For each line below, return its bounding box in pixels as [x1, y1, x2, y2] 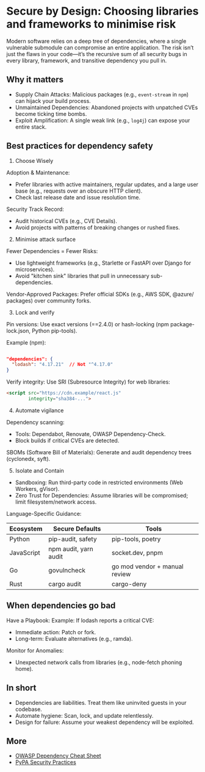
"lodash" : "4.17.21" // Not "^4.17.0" [12, 362, 113, 368]
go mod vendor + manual [112, 562, 184, 571]
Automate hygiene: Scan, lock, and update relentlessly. [15, 712, 154, 719]
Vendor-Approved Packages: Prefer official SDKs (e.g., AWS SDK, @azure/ [6, 290, 194, 298]
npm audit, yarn [48, 545, 93, 553]
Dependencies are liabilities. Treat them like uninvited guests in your [15, 699, 187, 706]
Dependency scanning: [6, 418, 65, 426]
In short [6, 683, 37, 693]
